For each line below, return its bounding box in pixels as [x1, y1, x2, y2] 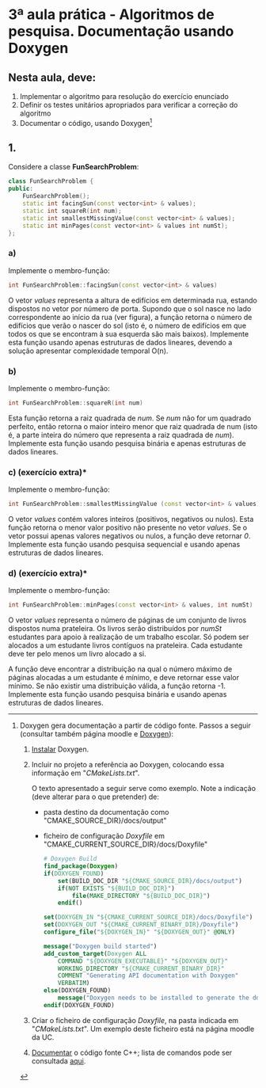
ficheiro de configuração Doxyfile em [43, 831, 165, 841]
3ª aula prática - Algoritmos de [8, 6, 215, 24]
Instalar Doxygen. [31, 744, 89, 754]
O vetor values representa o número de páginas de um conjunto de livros [8, 615, 247, 625]
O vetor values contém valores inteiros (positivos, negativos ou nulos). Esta [8, 514, 254, 523]
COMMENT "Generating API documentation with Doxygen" [58, 972, 239, 980]
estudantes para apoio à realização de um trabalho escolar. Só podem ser [8, 632, 249, 642]
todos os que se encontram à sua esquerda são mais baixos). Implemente [8, 329, 249, 338]
